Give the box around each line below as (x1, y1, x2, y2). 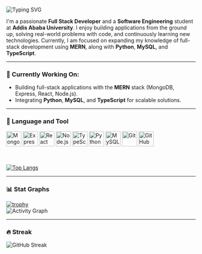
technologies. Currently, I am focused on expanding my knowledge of (6, 37, 179, 44)
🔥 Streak (6, 228, 32, 236)
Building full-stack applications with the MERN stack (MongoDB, (14, 84, 174, 91)
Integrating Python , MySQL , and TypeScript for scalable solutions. (14, 97, 182, 104)
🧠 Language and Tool (6, 117, 69, 125)
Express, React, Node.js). (14, 90, 78, 97)
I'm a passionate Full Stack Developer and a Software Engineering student (6, 18, 194, 25)
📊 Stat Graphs (6, 185, 50, 193)
